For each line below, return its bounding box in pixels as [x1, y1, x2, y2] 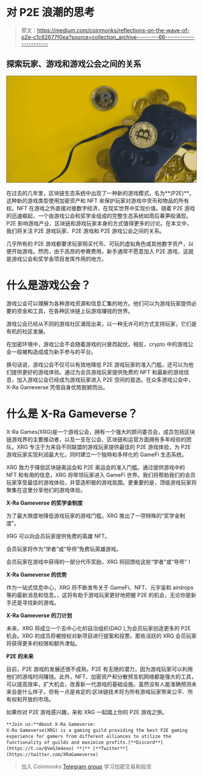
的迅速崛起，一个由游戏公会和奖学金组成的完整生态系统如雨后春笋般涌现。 [6, 212, 192, 219]
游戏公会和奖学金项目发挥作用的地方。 [11, 255, 107, 263]
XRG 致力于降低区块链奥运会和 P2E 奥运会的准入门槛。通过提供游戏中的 [6, 464, 185, 471]
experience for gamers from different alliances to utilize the [6, 734, 172, 740]
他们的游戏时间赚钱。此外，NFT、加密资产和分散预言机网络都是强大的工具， [6, 673, 197, 681]
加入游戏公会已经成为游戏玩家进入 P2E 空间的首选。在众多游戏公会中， [16, 376, 194, 384]
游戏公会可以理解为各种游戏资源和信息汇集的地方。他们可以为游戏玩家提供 [6, 300, 192, 307]
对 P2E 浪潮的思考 [6, 5, 95, 19]
